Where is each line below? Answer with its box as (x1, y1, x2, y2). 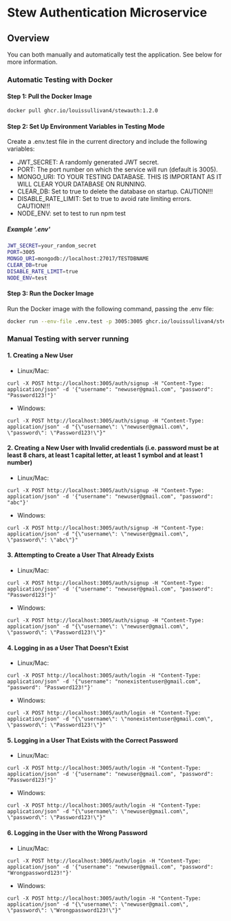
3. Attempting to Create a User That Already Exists (7, 551, 155, 559)
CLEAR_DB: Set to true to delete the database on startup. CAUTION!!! (16, 187, 213, 195)
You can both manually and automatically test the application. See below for (7, 50, 222, 59)
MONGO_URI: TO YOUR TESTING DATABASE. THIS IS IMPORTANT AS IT (16, 173, 222, 181)
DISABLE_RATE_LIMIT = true (7, 268, 78, 275)
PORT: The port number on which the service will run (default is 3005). (16, 165, 219, 173)
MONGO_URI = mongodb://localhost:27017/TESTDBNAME (7, 255, 149, 262)
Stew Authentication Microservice (7, 5, 208, 21)
